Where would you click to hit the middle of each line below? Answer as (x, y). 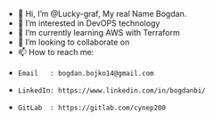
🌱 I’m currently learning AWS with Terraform (99, 32)
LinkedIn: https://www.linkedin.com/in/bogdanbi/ (112, 91)
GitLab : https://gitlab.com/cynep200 (92, 108)
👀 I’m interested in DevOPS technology (89, 23)
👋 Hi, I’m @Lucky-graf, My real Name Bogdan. (102, 14)
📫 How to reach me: (56, 52)
